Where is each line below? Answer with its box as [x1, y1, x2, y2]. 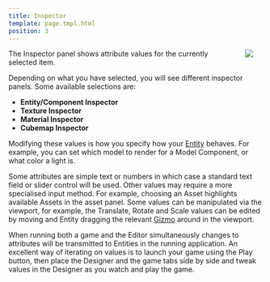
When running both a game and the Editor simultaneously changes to [8, 230, 239, 240]
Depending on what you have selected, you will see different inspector [8, 74, 243, 83]
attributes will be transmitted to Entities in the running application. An [8, 239, 238, 249]
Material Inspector [19, 115, 84, 124]
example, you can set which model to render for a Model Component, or [8, 147, 249, 158]
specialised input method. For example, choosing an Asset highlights [8, 189, 238, 199]
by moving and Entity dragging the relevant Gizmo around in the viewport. [8, 215, 255, 225]
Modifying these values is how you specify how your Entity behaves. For [8, 139, 250, 149]
